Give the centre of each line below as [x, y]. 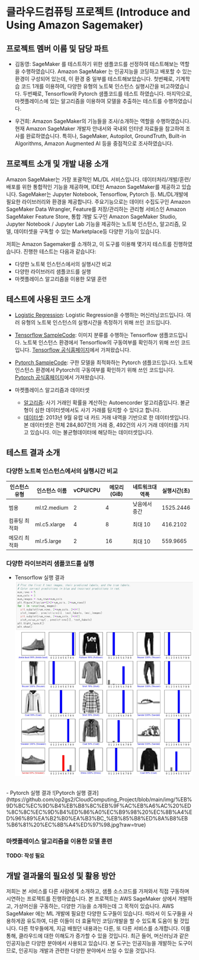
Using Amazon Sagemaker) [75, 25]
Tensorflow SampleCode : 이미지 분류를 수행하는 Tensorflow [86, 335]
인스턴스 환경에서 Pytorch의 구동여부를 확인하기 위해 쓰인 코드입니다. [94, 370]
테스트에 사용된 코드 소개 [48, 300]
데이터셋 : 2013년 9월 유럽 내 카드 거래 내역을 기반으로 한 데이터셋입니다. [107, 417]
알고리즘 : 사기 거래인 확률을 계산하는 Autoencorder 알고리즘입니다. [101, 402]
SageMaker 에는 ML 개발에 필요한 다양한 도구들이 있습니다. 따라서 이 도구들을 [96, 914]
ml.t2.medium [52, 507]
